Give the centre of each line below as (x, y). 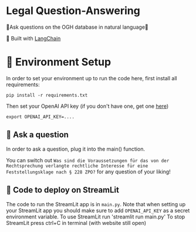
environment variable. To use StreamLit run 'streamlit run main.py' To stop (96, 216)
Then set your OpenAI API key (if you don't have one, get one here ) (87, 106)
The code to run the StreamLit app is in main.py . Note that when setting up (96, 204)
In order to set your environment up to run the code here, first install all (92, 78)
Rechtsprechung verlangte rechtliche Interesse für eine (77, 166)
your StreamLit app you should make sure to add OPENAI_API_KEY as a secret (98, 210)
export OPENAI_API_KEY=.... (40, 117)
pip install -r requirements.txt (47, 95)
